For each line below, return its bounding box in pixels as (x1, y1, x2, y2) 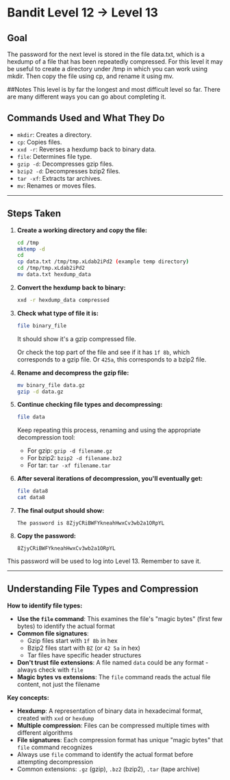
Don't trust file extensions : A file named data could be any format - (16, 658, 209, 666)
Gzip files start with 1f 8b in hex (27, 636, 118, 644)
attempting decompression (16, 757, 94, 766)
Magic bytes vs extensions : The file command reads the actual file (16, 672, 211, 681)
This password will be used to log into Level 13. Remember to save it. (7, 557, 201, 565)
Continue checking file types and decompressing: (16, 401, 163, 409)
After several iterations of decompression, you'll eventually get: (16, 475, 203, 483)
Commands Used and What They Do (7, 112, 165, 124)
